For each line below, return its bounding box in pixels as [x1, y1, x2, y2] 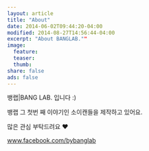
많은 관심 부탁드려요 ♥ [7, 123, 69, 131]
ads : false [7, 73, 38, 81]
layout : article [7, 10, 54, 17]
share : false [7, 67, 45, 74]
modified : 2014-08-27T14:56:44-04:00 [7, 29, 115, 36]
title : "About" [7, 16, 51, 23]
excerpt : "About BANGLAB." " [7, 36, 88, 43]
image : [7, 42, 26, 49]
